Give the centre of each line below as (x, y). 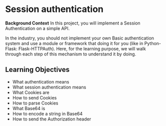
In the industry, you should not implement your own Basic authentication (79, 38)
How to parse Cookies (35, 103)
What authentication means (41, 81)
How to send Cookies (34, 97)
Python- (153, 43)
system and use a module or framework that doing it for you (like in (74, 43)
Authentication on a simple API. (37, 28)
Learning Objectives (37, 70)
